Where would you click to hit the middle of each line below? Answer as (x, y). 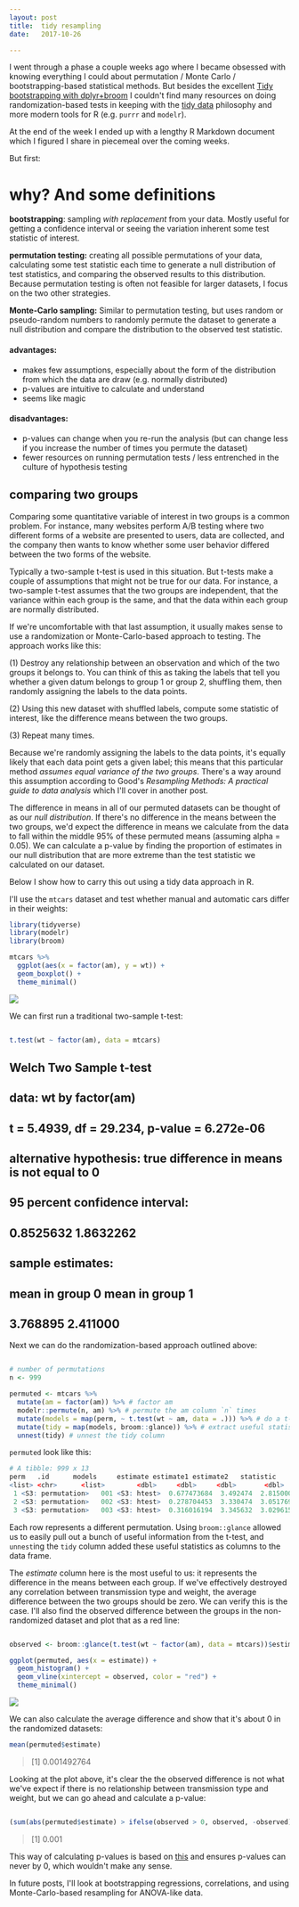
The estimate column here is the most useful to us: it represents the (133, 1573)
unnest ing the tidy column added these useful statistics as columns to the (145, 1546)
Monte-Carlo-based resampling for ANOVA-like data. (106, 1892)
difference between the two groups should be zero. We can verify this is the (149, 1601)
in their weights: (39, 908)
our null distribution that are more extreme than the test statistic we (133, 855)
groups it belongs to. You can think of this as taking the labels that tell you (145, 672)
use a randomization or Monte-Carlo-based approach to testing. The (135, 636)
